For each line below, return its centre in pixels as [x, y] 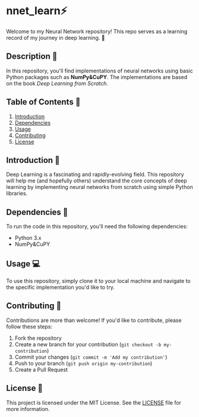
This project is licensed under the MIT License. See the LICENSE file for [94, 402]
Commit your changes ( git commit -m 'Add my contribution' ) [91, 357]
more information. [28, 409]
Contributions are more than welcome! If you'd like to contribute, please [94, 320]
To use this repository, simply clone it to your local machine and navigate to [99, 281]
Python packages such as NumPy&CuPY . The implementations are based [97, 77]
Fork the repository [38, 338]
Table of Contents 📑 [43, 102]
